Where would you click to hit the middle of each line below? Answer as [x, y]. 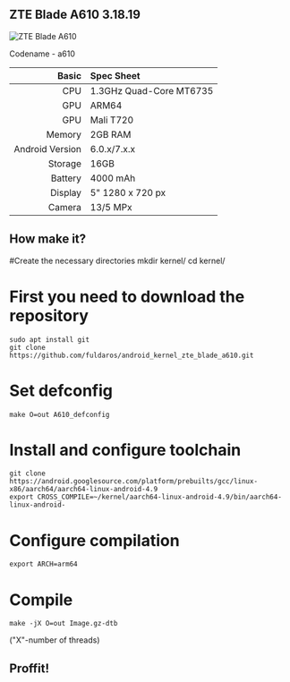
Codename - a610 [43, 54]
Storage [65, 163]
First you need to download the [127, 297]
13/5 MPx [111, 207]
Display [66, 192]
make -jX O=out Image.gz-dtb [64, 624]
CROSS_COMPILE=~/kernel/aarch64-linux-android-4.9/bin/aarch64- [159, 497]
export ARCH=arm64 [43, 564]
